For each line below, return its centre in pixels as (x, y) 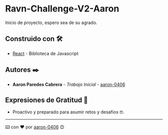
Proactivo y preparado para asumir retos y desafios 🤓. (68, 112)
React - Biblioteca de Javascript (45, 53)
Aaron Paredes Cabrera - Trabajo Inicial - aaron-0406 (69, 84)
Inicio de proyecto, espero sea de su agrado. (51, 22)
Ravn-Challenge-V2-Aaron (62, 9)
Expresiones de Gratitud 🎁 (47, 100)
